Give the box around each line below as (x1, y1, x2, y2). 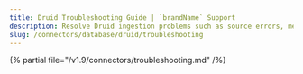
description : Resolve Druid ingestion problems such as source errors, (9, 22, 284, 31)
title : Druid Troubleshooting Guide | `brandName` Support (9, 13, 236, 23)
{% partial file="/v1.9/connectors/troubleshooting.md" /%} (9, 55, 227, 66)
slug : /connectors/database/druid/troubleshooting (9, 30, 204, 39)
